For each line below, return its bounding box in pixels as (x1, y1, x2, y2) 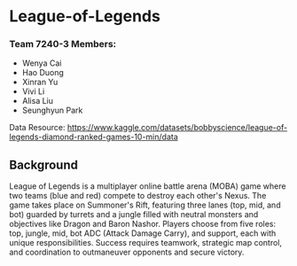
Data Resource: (9, 122, 66, 133)
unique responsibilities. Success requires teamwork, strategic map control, (9, 238, 282, 248)
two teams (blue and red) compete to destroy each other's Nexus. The (9, 191, 267, 201)
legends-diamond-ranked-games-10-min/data (9, 131, 179, 143)
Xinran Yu (21, 77, 59, 88)
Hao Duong (21, 67, 65, 78)
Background (9, 157, 78, 172)
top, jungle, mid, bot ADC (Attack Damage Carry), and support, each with (9, 228, 277, 239)
